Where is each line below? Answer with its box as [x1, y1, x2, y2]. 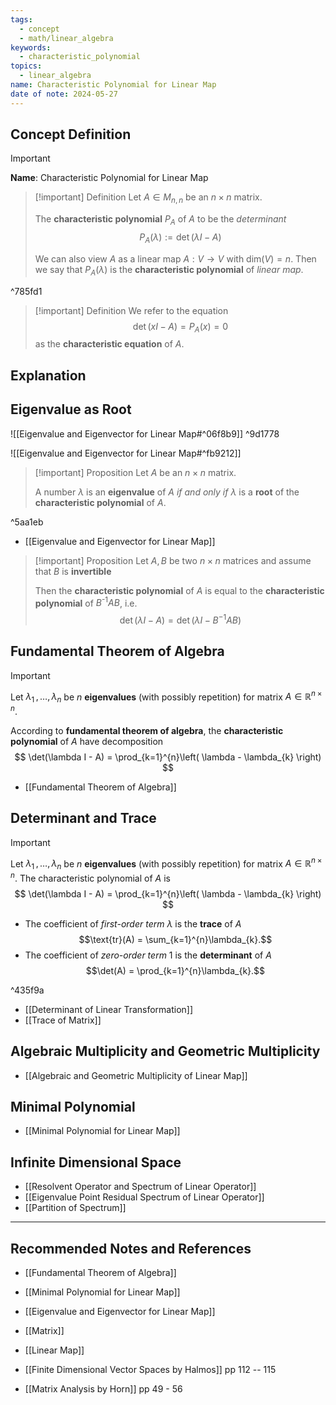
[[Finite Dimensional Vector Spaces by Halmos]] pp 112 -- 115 [24, 1364, 277, 1376]
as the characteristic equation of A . [34, 338, 185, 350]
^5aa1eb [10, 516, 44, 528]
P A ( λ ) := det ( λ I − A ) [139, 231, 222, 245]
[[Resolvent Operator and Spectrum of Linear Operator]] [24, 1181, 257, 1193]
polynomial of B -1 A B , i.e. [34, 595, 138, 609]
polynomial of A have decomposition [10, 735, 164, 747]
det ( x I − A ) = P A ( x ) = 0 [132, 320, 228, 335]
